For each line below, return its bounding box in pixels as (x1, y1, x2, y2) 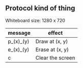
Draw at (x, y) (35, 38, 68, 45)
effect (48, 29, 63, 36)
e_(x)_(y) (8, 46, 30, 53)
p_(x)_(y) (8, 38, 30, 45)
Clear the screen (35, 54, 75, 61)
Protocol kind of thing (5, 4, 75, 13)
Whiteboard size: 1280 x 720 (5, 17, 65, 23)
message (8, 29, 31, 36)
